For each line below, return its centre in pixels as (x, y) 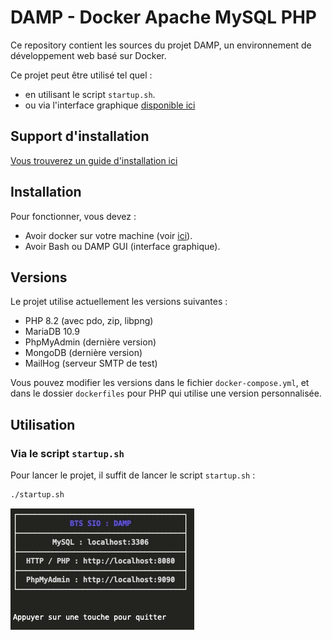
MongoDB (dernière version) (83, 353)
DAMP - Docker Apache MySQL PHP (164, 17)
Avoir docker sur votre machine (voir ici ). (108, 235)
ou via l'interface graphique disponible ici (110, 105)
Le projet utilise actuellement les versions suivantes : (119, 302)
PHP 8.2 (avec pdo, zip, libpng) (89, 321)
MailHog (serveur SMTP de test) (91, 363)
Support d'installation (80, 136)
